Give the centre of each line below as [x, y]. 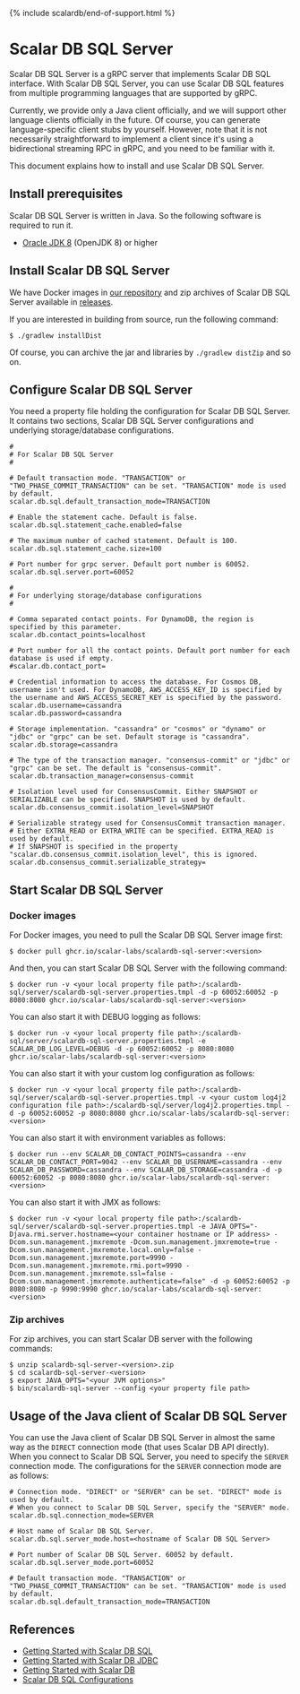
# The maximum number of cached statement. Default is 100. [124, 541]
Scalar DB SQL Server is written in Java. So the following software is [135, 215]
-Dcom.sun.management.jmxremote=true [200, 1242]
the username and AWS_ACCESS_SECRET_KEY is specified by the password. [146, 698]
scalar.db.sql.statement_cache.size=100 [86, 549]
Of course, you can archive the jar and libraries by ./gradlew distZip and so [150, 352]
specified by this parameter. [66, 627]
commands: [31, 1349]
